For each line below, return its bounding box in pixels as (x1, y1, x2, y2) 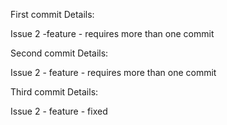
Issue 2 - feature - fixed (10, 105, 108, 117)
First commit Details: (10, 9, 95, 20)
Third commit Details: (10, 86, 99, 98)
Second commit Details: (10, 47, 109, 59)
